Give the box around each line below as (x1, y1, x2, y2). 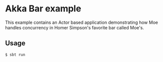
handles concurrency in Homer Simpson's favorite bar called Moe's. (5, 24, 144, 30)
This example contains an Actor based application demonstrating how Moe (5, 19, 159, 25)
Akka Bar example (5, 3, 82, 14)
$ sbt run (5, 52, 26, 57)
